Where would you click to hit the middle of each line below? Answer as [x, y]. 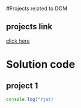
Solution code [41, 64]
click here [18, 41]
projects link [29, 27]
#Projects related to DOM [37, 8]
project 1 [22, 86]
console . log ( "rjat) [30, 99]
